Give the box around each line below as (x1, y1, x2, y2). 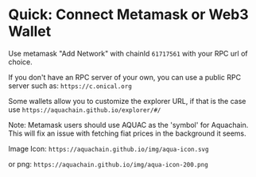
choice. (8, 57, 33, 67)
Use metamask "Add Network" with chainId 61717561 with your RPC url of (8, 48, 248, 58)
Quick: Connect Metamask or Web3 (8, 6, 249, 24)
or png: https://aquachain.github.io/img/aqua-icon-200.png (8, 159, 208, 168)
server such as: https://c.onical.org (8, 81, 133, 90)
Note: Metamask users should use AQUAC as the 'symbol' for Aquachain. (8, 120, 249, 129)
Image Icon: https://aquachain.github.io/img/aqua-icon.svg (8, 144, 209, 153)
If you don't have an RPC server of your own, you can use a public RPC (8, 72, 241, 82)
